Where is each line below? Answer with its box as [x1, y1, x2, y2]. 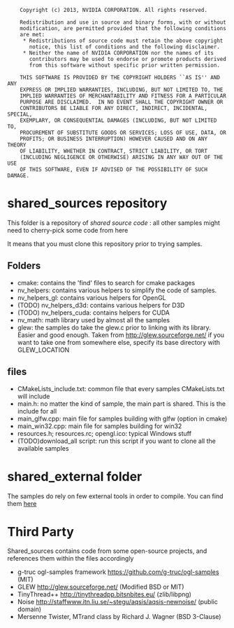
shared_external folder [7, 468, 142, 484]
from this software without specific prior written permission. [29, 62, 220, 69]
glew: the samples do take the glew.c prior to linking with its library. [17, 323, 211, 332]
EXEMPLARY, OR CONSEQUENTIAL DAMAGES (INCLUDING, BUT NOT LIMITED [20, 117, 217, 124]
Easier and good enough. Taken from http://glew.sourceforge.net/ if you [17, 330, 225, 339]
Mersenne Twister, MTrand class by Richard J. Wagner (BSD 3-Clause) [17, 613, 221, 621]
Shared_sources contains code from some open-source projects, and [7, 547, 207, 555]
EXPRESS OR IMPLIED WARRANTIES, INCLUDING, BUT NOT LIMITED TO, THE [20, 86, 224, 93]
